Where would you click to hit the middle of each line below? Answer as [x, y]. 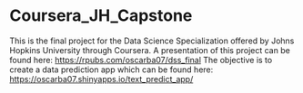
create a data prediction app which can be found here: [111, 70]
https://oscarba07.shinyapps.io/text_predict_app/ [101, 79]
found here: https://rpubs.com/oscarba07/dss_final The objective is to [141, 60]
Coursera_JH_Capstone [101, 16]
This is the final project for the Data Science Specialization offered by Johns [152, 41]
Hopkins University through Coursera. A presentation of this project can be [150, 50]
